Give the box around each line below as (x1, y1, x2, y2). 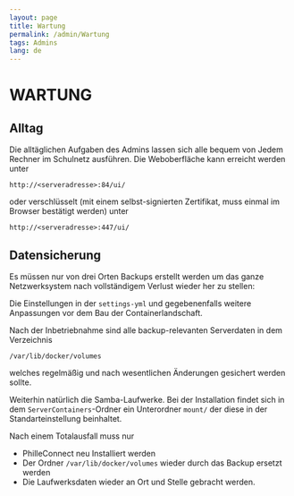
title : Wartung (9, 21, 66, 30)
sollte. (9, 377, 32, 388)
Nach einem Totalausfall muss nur (9, 431, 135, 441)
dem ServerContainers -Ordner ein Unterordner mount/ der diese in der (9, 404, 268, 415)
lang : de (9, 47, 42, 56)
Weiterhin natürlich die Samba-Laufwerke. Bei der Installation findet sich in (9, 394, 285, 405)
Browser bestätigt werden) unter (9, 206, 130, 217)
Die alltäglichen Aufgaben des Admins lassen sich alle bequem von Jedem (9, 144, 284, 155)
